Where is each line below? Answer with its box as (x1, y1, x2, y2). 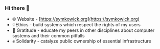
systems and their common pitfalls (12, 33, 85, 39)
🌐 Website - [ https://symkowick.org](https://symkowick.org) (12, 16, 140, 22)
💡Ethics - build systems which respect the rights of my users (12, 22, 141, 28)
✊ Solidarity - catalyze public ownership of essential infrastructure (12, 38, 151, 44)
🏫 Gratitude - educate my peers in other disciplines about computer (12, 27, 155, 33)
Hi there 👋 (5, 5, 30, 12)
